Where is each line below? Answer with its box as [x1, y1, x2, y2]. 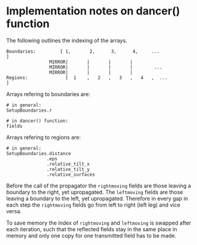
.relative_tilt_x [46, 161, 90, 167]
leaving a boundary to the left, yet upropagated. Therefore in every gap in [6, 195, 188, 202]
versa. [6, 207, 22, 214]
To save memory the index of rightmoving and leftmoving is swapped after [6, 219, 192, 226]
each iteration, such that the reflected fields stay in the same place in [6, 225, 177, 232]
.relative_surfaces [46, 171, 95, 178]
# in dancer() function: [6, 118, 68, 124]
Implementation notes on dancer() [6, 4, 180, 18]
